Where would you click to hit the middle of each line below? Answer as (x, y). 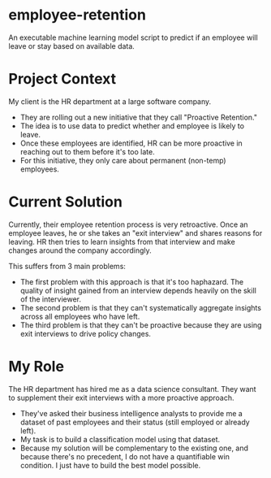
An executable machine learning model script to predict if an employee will (133, 37)
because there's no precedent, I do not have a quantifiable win (125, 456)
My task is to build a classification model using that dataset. (120, 439)
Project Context (62, 79)
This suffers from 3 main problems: (67, 266)
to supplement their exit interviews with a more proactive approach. (121, 398)
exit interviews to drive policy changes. (86, 333)
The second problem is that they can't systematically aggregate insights (141, 307)
